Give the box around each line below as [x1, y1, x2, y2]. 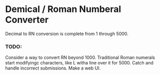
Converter [5, 14, 49, 25]
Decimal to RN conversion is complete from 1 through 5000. [5, 30, 129, 36]
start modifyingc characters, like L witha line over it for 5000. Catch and [5, 60, 154, 66]
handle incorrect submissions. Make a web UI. [5, 65, 101, 71]
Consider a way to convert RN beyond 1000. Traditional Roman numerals [5, 54, 155, 60]
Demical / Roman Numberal [5, 3, 121, 15]
